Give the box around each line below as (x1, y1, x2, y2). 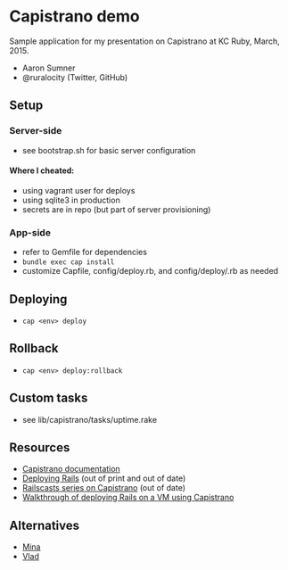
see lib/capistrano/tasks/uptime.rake (21, 414, 158, 425)
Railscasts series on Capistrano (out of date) (21, 483, 185, 493)
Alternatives (9, 517, 80, 533)
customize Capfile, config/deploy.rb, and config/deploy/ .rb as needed (21, 266, 279, 277)
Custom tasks (9, 391, 88, 406)
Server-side (9, 125, 62, 137)
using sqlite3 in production (21, 194, 120, 205)
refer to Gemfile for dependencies (21, 247, 147, 258)
